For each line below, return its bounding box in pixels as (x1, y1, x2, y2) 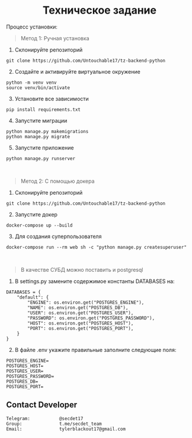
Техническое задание (42, 4, 157, 17)
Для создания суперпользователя (14, 233, 102, 240)
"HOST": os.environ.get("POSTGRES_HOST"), (27, 320, 134, 326)
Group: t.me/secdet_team (6, 421, 102, 427)
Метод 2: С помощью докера (20, 177, 95, 185)
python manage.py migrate (6, 134, 70, 139)
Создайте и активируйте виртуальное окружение (14, 68, 140, 75)
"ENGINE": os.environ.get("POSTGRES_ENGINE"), (27, 299, 145, 306)
